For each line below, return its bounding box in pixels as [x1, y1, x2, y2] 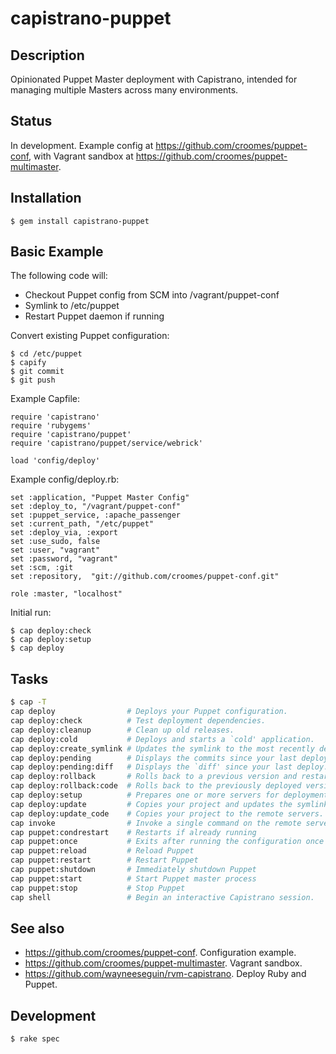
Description [10, 47, 85, 64]
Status [10, 113, 53, 130]
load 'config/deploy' [10, 456, 101, 466]
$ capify [10, 358, 47, 368]
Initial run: [10, 607, 52, 619]
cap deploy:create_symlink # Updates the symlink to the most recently [10, 743, 315, 754]
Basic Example [10, 243, 104, 261]
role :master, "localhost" [10, 589, 123, 599]
